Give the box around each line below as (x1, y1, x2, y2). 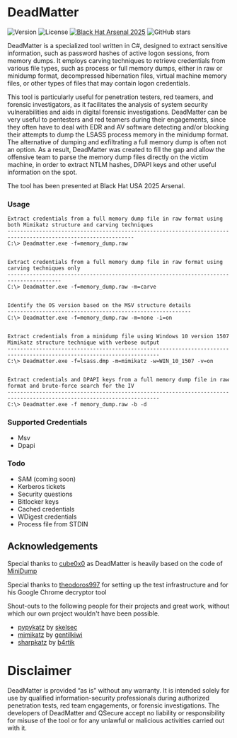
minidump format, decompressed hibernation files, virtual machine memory (7, 71, 228, 80)
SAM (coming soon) (17, 475, 76, 483)
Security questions (17, 490, 73, 498)
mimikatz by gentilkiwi (17, 630, 83, 639)
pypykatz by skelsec (17, 623, 78, 631)
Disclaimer (7, 662, 72, 679)
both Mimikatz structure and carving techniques (7, 221, 154, 229)
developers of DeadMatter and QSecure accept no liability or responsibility (7, 708, 225, 717)
